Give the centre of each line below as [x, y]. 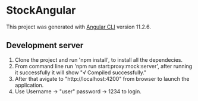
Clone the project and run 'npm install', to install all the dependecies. [99, 59]
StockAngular [41, 10]
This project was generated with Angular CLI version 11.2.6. [79, 27]
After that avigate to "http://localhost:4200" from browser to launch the [102, 78]
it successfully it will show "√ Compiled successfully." [81, 72]
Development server [45, 45]
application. [29, 85]
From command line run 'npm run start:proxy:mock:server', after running [103, 66]
